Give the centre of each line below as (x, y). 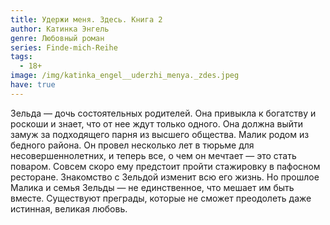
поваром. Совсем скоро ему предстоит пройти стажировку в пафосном (165, 166)
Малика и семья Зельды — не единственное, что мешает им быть (152, 187)
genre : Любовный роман (57, 38)
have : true (33, 85)
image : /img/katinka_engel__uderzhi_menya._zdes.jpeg (125, 76)
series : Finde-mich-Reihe (64, 47)
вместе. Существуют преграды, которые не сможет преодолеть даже (161, 198)
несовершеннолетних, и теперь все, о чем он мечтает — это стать (153, 155)
